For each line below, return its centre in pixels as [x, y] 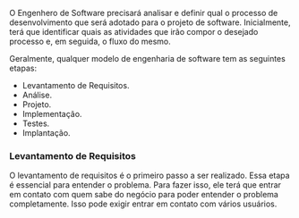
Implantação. [46, 133]
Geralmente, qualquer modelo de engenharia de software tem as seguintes [148, 59]
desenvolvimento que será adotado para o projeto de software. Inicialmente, [150, 22]
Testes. [36, 123]
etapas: [23, 68]
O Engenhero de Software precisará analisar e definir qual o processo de [144, 13]
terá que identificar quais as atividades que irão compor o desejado [134, 32]
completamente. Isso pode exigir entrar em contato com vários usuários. [143, 204]
